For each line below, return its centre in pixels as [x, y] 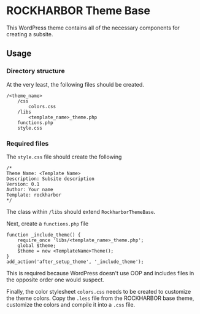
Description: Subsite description [51, 179]
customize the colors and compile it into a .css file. [71, 304]
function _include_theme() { [44, 235]
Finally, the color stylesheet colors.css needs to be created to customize [99, 291]
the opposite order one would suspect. [55, 280]
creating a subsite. [30, 34]
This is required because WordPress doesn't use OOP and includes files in [100, 273]
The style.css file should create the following [64, 157]
